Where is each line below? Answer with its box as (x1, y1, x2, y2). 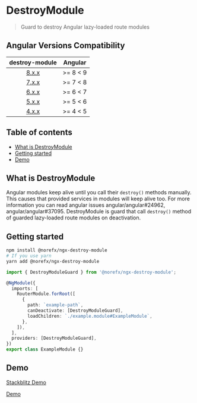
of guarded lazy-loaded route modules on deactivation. (6, 214, 141, 221)
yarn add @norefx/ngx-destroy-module (6, 258, 100, 264)
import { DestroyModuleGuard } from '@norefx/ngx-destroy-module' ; (6, 269, 177, 275)
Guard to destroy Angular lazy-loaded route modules (20, 23, 150, 30)
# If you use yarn (6, 253, 52, 259)
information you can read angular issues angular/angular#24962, (6, 201, 166, 209)
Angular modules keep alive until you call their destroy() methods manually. (6, 189, 192, 196)
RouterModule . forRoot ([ (17, 291, 76, 297)
